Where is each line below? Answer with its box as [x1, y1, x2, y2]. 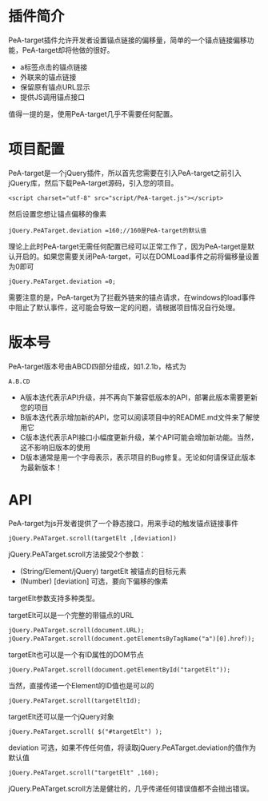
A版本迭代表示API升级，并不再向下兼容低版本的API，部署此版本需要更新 [19, 393, 258, 402]
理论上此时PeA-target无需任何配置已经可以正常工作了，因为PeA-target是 [8, 241, 248, 251]
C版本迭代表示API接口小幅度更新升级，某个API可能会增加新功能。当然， [19, 432, 258, 442]
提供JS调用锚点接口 [19, 92, 86, 102]
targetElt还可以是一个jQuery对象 [8, 711, 114, 721]
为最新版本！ [19, 462, 62, 472]
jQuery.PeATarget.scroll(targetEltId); [8, 696, 142, 704]
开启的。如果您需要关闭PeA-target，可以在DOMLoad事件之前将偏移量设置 [14, 251, 260, 261]
